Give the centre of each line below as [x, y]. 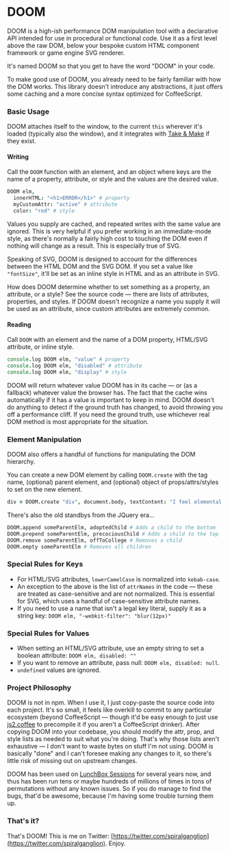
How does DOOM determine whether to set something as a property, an [108, 287]
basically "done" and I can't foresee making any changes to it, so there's [110, 753]
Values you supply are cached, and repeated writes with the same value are [114, 224]
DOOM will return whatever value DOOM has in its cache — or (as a [102, 385]
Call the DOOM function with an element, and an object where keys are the [109, 172]
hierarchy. [21, 462]
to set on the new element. [45, 490]
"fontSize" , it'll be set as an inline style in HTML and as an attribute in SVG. [113, 273]
